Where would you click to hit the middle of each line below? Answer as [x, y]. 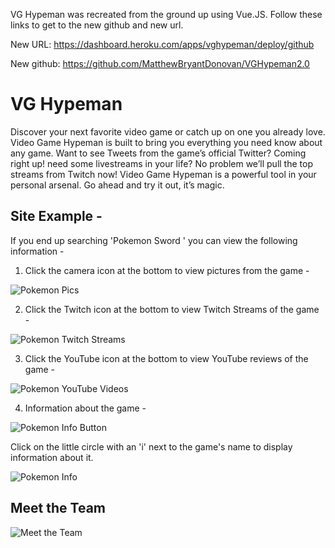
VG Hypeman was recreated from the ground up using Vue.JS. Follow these [166, 14]
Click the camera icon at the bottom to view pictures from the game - [167, 270]
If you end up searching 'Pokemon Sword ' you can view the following [154, 240]
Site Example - [56, 216]
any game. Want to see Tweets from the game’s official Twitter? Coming [158, 153]
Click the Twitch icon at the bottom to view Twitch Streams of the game [172, 309]
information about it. [52, 457]
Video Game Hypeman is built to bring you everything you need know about [166, 142]
